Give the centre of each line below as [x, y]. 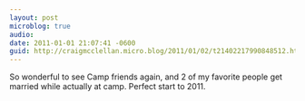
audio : [22, 34]
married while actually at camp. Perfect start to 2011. [108, 87]
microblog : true [40, 26]
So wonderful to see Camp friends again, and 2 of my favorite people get [146, 77]
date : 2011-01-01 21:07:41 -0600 [73, 43]
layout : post [34, 18]
